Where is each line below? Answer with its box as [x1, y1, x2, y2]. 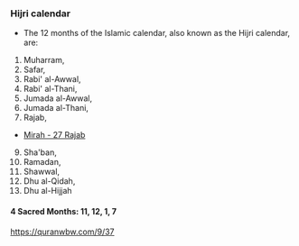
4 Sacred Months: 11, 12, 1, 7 [10, 205, 117, 216]
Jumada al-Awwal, [23, 93, 93, 104]
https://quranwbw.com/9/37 [10, 226, 116, 237]
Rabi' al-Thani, [23, 84, 78, 95]
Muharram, [23, 55, 65, 66]
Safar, [23, 64, 46, 75]
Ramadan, [23, 157, 61, 168]
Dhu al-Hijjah [23, 186, 72, 196]
